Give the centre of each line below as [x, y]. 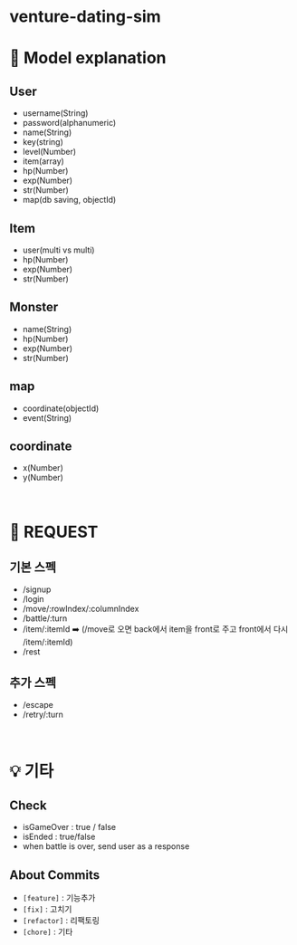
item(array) [43, 161]
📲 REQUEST [54, 532]
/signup [37, 589]
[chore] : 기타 [48, 932]
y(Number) [43, 478]
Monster [34, 307]
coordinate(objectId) [61, 408]
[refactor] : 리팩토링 [61, 921]
